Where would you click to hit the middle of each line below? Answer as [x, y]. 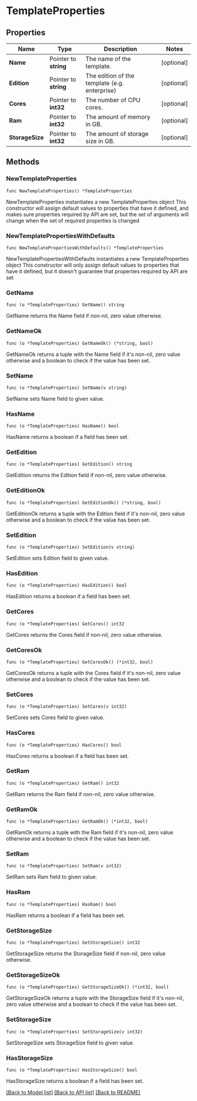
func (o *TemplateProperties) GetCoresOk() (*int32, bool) [80, 662]
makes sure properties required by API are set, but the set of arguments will [97, 214]
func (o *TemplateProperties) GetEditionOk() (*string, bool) [84, 503]
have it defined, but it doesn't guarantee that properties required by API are [97, 271]
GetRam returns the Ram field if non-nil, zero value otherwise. [81, 794]
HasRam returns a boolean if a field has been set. [66, 915]
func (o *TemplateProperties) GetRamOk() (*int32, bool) [77, 822]
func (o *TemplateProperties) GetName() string [65, 305]
